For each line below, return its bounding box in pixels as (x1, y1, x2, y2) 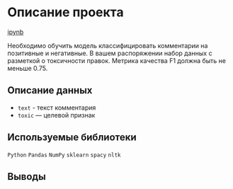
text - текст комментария (17, 103, 96, 112)
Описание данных (7, 84, 93, 96)
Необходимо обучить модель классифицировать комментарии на (7, 41, 208, 50)
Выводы (7, 171, 46, 183)
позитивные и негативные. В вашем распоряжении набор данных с (7, 49, 212, 57)
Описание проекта (7, 4, 124, 21)
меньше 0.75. (7, 64, 48, 72)
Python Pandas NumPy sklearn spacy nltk (7, 151, 121, 159)
